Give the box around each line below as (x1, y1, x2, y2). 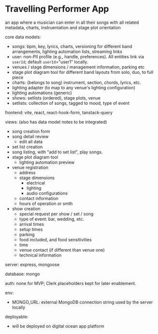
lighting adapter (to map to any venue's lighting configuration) (12, 84, 136, 90)
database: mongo (5, 271, 40, 277)
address (19, 169, 36, 175)
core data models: (5, 34, 41, 40)
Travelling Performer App (5, 3, 109, 15)
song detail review (12, 134, 49, 139)
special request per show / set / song (19, 211, 94, 217)
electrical (26, 180, 45, 185)
